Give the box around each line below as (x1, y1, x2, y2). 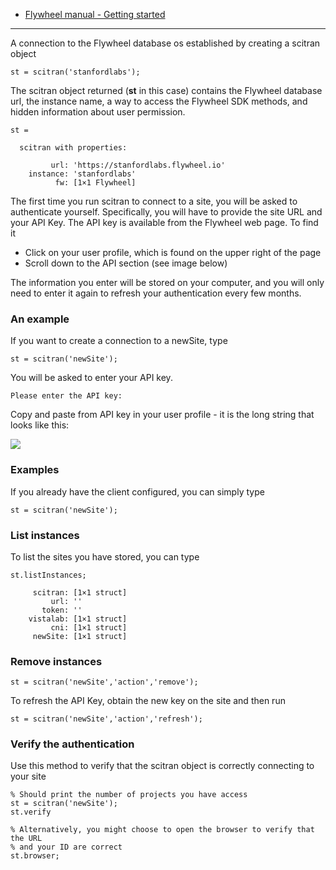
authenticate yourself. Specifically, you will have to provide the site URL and (10, 206, 323, 218)
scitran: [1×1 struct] (32, 587, 128, 598)
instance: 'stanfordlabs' (28, 169, 137, 179)
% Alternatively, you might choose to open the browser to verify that (10, 825, 315, 835)
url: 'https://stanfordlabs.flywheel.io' (50, 160, 226, 170)
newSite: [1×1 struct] (32, 631, 128, 641)
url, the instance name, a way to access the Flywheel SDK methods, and (10, 95, 308, 107)
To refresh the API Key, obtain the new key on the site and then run (10, 695, 286, 707)
